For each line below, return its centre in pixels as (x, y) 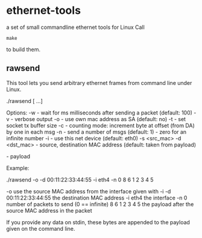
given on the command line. (41, 228)
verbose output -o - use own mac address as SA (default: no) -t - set (100, 119)
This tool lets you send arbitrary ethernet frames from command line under (99, 83)
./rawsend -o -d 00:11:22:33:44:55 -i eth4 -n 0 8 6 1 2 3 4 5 (80, 180)
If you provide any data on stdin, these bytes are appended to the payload (98, 222)
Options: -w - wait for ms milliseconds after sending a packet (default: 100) (99, 113)
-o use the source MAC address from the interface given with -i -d (89, 191)
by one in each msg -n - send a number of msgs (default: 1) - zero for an (96, 132)
